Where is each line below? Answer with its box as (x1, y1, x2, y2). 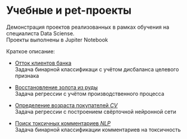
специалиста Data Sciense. (6, 29, 75, 37)
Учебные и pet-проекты (6, 4, 132, 17)
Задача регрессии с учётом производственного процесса (14, 90, 164, 97)
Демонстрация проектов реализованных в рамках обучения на (6, 23, 170, 31)
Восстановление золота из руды (14, 83, 98, 90)
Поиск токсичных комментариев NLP (14, 119, 111, 126)
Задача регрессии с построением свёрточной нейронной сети (14, 108, 176, 115)
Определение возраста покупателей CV (14, 101, 118, 108)
